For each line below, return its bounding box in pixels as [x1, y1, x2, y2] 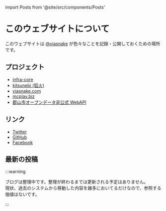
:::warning [5, 169, 26, 175]
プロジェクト [5, 63, 45, 71]
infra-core [12, 76, 33, 82]
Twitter [12, 129, 27, 135]
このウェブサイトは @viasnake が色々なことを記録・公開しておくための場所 [5, 40, 161, 46]
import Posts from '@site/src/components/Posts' [5, 4, 105, 10]
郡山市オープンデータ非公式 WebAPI [12, 99, 86, 105]
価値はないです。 [5, 192, 40, 198]
